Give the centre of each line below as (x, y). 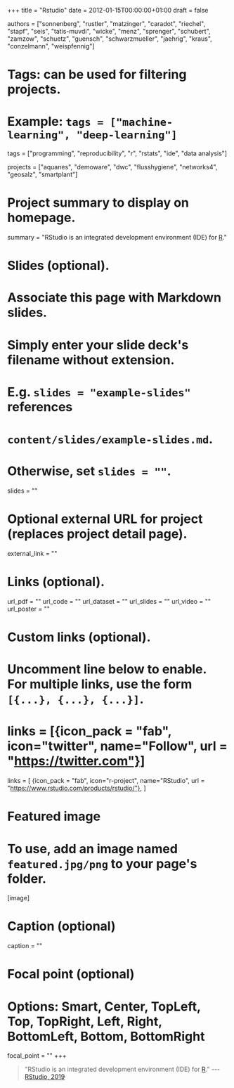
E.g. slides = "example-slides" (99, 392)
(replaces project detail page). (97, 534)
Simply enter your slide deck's (98, 345)
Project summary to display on (98, 203)
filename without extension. (91, 360)
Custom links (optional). (79, 637)
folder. (27, 879)
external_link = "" (32, 553)
